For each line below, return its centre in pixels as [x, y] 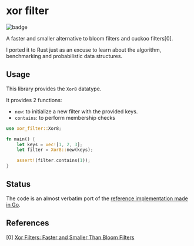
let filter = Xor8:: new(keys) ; [55, 150]
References [28, 223]
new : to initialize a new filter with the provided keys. [76, 111]
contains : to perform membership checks [65, 117]
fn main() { [21, 139]
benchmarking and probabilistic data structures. [64, 56]
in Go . [13, 204]
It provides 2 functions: [34, 100]
